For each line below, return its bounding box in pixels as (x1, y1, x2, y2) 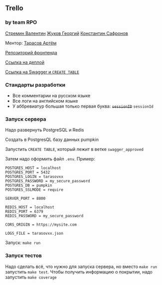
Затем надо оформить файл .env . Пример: (5, 156, 96, 162)
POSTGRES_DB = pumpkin (5, 183, 52, 188)
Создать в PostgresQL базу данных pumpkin (5, 137, 99, 142)
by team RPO (5, 19, 37, 26)
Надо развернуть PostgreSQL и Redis (5, 127, 84, 133)
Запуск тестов (5, 252, 42, 259)
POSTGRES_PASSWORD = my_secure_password (5, 179, 91, 184)
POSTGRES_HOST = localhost (5, 165, 61, 171)
